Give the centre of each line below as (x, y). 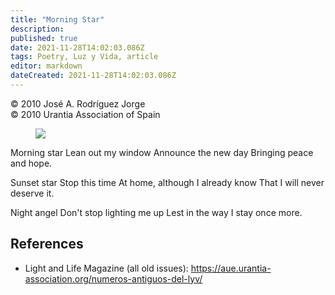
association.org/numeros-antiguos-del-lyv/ (113, 278)
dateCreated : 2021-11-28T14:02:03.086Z (93, 76)
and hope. (31, 163)
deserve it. (32, 193)
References (47, 244)
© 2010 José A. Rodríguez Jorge (78, 103)
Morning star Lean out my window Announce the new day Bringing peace (162, 152)
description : (37, 29)
